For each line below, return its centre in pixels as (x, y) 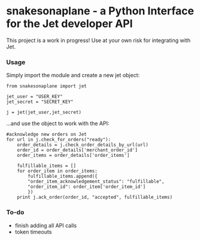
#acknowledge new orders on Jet (46, 135)
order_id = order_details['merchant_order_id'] (77, 150)
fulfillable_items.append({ (63, 177)
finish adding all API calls (46, 225)
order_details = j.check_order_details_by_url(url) (83, 145)
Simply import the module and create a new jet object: (73, 75)
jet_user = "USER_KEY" (34, 97)
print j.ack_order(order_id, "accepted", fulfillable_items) (95, 198)
